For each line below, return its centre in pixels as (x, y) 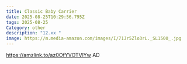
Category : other (26, 28)
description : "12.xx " (34, 33)
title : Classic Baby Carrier (41, 11)
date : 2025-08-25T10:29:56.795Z (45, 17)
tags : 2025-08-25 (27, 22)
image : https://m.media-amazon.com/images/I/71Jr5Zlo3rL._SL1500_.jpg (94, 38)
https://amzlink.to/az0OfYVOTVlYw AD (53, 55)
